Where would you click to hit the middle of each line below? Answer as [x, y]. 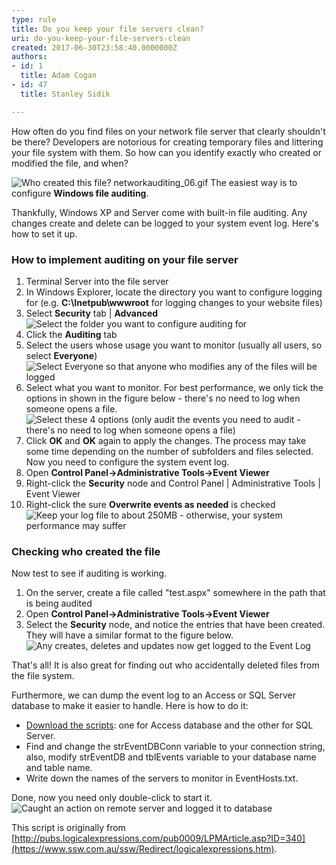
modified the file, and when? [70, 163]
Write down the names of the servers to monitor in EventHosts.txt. [162, 778]
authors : [29, 57]
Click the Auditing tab [71, 334]
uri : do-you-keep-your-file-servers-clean [101, 38]
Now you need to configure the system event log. [127, 462]
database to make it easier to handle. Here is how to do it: [130, 706]
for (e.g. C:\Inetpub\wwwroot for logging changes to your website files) [174, 302]
